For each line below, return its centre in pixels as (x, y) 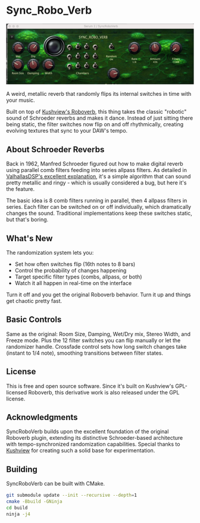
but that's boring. (27, 220)
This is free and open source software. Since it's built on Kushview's (90, 386)
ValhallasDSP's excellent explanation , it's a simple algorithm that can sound (99, 177)
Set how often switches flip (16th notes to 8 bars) (75, 264)
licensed (17, 392)
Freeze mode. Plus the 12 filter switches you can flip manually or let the (93, 340)
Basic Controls (34, 320)
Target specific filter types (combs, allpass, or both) (78, 277)
